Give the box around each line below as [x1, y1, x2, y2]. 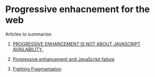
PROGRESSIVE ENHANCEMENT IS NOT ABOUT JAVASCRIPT [12, 41, 141, 47]
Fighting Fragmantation [12, 66, 62, 72]
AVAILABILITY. [12, 46, 44, 52]
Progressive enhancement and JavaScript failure [12, 56, 115, 62]
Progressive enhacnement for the [5, 4, 150, 15]
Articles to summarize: [5, 31, 52, 37]
